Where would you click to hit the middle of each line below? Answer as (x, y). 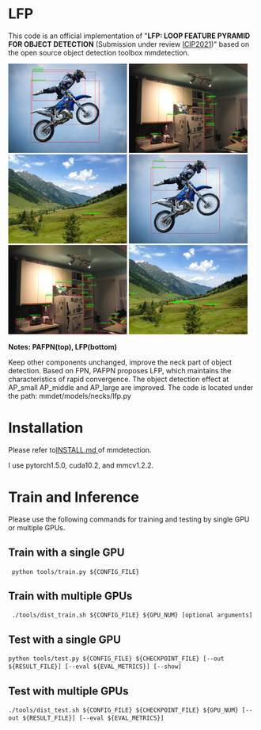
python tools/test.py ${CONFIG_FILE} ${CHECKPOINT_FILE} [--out (116, 659)
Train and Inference (74, 497)
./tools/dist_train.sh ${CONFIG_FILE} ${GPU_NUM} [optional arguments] (132, 615)
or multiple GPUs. (37, 527)
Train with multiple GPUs (70, 596)
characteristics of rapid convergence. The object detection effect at (119, 379)
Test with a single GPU (64, 639)
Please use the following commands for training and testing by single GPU (129, 519)
